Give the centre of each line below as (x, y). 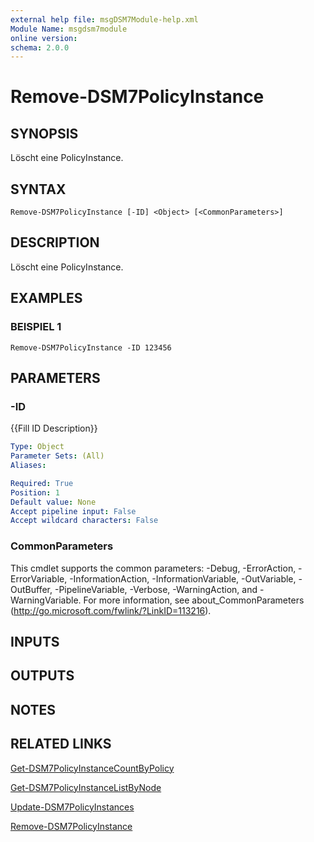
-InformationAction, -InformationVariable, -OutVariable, (183, 578)
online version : (44, 38)
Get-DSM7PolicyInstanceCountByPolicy (92, 768)
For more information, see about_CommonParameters (194, 600)
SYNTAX (38, 189)
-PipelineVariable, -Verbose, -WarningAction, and (156, 589)
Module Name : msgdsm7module (69, 29)
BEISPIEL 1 (36, 327)
